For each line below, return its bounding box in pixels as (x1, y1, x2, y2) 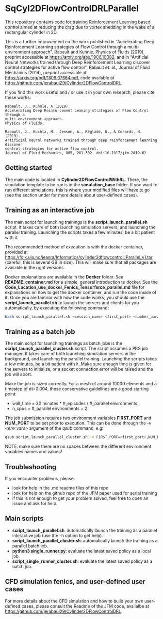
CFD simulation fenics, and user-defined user (5, 578, 146, 586)
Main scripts (5, 515, 44, 523)
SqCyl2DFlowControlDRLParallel (5, 3, 139, 14)
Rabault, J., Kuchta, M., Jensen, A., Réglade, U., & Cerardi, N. (5, 129, 142, 134)
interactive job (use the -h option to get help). (12, 532, 103, 538)
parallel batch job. (12, 543, 49, 549)
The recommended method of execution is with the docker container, (5, 244, 144, 250)
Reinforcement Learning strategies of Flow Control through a (5, 44, 127, 49)
